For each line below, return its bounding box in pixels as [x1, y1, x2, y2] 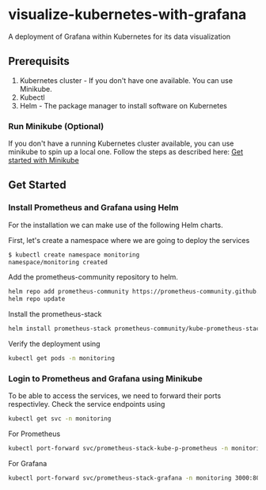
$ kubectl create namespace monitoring [8, 251, 140, 259]
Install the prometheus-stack [8, 310, 102, 319]
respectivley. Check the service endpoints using [8, 400, 165, 409]
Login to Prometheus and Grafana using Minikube [8, 373, 203, 384]
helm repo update [8, 295, 66, 303]
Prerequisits [8, 55, 70, 68]
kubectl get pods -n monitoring [8, 355, 115, 363]
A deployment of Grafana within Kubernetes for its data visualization [8, 32, 231, 41]
